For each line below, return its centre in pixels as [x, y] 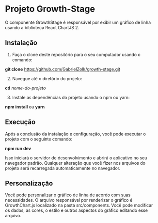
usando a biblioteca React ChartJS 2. [42, 27]
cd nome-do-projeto [25, 88]
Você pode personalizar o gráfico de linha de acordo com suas [68, 195]
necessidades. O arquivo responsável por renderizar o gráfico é [69, 200]
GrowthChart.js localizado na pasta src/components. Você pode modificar [79, 206]
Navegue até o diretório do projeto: [47, 78]
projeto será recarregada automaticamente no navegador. [63, 168]
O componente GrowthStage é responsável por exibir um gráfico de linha [78, 22]
